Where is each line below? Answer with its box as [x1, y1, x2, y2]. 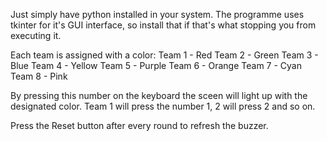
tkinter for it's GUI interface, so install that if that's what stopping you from [10, 19, 317, 31]
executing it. [10, 30, 62, 41]
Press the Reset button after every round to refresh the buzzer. [10, 120, 269, 131]
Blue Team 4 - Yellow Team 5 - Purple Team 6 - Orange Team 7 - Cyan [10, 60, 302, 71]
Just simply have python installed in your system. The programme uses [10, 9, 305, 20]
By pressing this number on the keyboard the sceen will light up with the [10, 90, 308, 101]
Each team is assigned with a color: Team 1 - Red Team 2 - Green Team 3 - [10, 49, 319, 61]
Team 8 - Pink [10, 70, 68, 82]
